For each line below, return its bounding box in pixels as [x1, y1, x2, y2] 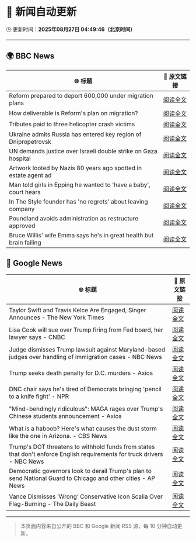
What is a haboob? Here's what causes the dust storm [9, 424, 157, 433]
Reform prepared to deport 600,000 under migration [9, 91, 153, 99]
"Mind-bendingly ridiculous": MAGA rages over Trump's [9, 405, 163, 413]
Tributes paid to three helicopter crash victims [9, 120, 135, 128]
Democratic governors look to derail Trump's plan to [9, 467, 152, 475]
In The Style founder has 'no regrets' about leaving [9, 197, 148, 205]
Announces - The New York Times [9, 313, 104, 322]
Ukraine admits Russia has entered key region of [9, 130, 142, 138]
